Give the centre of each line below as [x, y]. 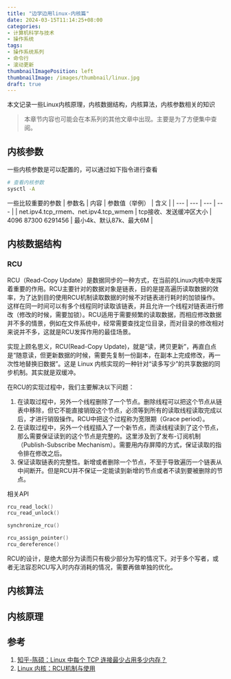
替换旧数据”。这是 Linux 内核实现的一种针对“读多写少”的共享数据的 [120, 363]
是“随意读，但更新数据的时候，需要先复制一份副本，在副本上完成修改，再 [111, 355]
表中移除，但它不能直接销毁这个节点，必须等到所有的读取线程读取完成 [117, 410]
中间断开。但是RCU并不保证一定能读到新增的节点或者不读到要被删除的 [117, 470]
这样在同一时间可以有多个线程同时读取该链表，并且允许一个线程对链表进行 [112, 306]
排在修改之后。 [44, 453]
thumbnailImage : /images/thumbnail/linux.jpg [73, 78]
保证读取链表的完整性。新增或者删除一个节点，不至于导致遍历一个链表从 [119, 462]
